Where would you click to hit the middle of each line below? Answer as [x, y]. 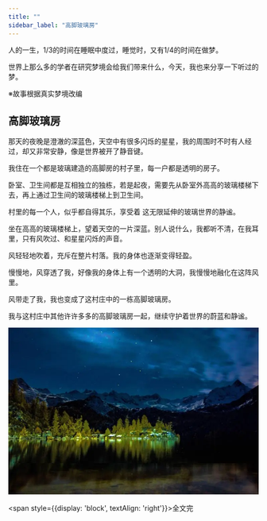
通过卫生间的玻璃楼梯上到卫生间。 [91, 195]
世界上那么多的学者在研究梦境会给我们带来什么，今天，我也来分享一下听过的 [133, 67]
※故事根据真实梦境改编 [45, 93]
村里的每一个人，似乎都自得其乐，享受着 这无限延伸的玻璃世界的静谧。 [124, 212]
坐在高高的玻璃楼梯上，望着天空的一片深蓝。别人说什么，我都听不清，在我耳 [133, 229]
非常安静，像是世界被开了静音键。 [91, 152]
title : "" [25, 17]
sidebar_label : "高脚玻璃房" [54, 25]
